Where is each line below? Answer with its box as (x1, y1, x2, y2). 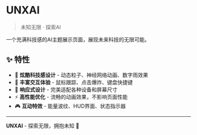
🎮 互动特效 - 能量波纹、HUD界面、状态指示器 (14, 102, 126, 109)
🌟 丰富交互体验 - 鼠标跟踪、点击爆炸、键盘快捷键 (14, 78, 133, 85)
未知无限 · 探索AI (20, 23, 62, 30)
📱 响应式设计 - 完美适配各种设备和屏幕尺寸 (14, 86, 118, 93)
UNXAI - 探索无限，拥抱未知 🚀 (6, 122, 80, 129)
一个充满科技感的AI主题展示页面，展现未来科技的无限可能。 (6, 36, 150, 43)
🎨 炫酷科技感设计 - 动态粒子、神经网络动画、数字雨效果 (14, 71, 148, 78)
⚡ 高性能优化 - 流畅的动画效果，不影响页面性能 (14, 93, 128, 100)
